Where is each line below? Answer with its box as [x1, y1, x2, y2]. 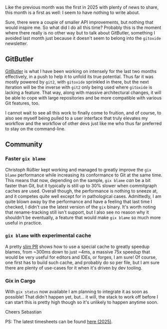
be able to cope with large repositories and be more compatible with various [5, 94, 162, 100]
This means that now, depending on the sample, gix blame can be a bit [5, 177, 151, 183]
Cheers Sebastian [5, 309, 42, 315]
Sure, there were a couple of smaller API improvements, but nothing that [5, 19, 154, 25]
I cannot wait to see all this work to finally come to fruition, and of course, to [5, 109, 162, 115]
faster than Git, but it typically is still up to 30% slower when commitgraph [5, 182, 157, 188]
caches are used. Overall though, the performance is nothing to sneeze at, [5, 187, 158, 194]
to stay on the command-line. [5, 125, 66, 131]
